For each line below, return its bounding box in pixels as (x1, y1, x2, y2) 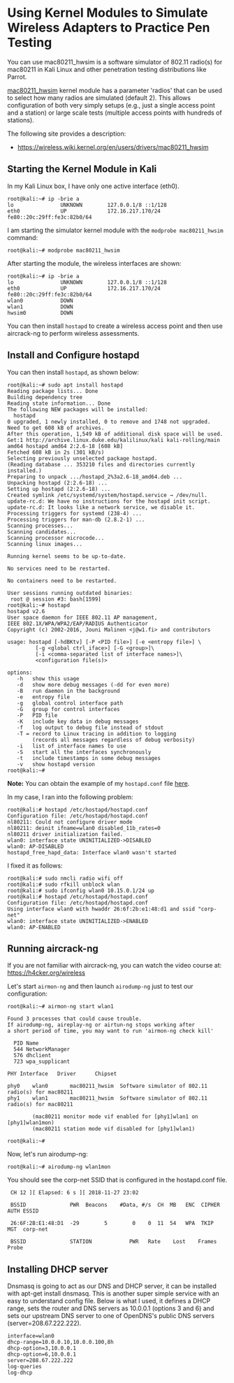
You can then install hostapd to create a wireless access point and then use (7, 322, 224, 330)
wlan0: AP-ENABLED (7, 924, 61, 931)
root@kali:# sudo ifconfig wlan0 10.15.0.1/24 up (7, 887, 155, 894)
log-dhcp (7, 1369, 33, 1377)
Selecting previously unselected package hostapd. (7, 454, 158, 462)
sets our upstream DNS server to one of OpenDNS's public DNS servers (7, 1312, 215, 1320)
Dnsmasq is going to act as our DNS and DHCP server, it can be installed (7, 1282, 217, 1291)
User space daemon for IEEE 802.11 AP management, (7, 614, 158, 621)
